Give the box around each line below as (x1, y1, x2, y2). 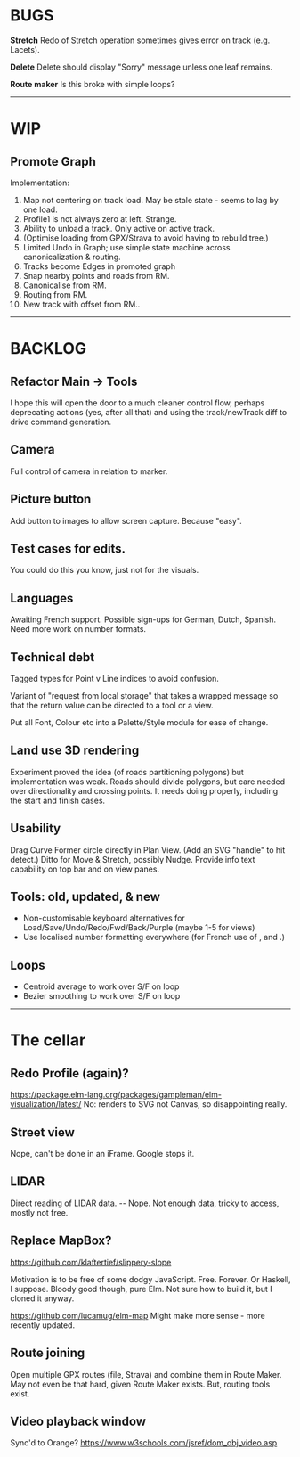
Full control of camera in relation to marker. (10, 465, 168, 477)
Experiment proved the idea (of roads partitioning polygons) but (10, 766, 244, 777)
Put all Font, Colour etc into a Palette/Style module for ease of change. (10, 717, 269, 727)
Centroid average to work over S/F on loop (22, 981, 180, 992)
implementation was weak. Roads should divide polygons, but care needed (10, 776, 286, 787)
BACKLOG (10, 339, 87, 359)
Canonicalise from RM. (22, 280, 107, 291)
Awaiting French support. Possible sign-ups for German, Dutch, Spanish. (10, 614, 277, 625)
